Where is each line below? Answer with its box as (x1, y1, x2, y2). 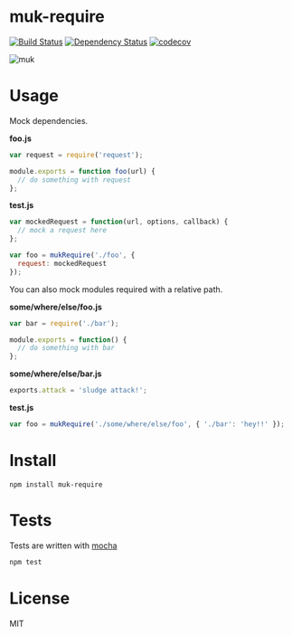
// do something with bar (17, 344, 116, 353)
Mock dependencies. (9, 115, 89, 126)
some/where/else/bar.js (9, 368, 102, 379)
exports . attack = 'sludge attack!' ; (9, 386, 147, 395)
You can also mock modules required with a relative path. (9, 283, 223, 295)
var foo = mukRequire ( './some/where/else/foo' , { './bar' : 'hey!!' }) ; (9, 420, 285, 429)
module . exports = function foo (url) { (9, 166, 155, 176)
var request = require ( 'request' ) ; (9, 150, 144, 159)
